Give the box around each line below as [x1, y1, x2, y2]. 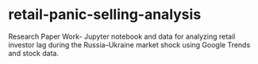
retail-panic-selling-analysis [8, 6, 202, 24]
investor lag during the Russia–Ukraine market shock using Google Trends [8, 40, 251, 49]
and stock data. [8, 48, 60, 58]
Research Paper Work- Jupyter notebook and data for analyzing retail [8, 32, 236, 41]
